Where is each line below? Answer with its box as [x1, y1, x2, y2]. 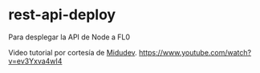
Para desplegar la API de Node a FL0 [8, 32, 131, 42]
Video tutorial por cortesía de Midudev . [8, 47, 138, 57]
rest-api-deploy [8, 6, 116, 24]
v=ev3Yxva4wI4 [8, 56, 63, 66]
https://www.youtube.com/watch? [139, 47, 251, 57]
